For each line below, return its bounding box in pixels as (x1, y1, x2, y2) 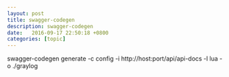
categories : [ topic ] (7, 36, 67, 43)
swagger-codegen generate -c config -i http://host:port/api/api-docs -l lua (7, 54, 218, 63)
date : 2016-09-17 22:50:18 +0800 (7, 29, 109, 36)
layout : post (7, 10, 45, 17)
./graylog (12, 62, 38, 70)
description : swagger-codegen (7, 23, 94, 30)
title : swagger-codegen (7, 16, 75, 23)
